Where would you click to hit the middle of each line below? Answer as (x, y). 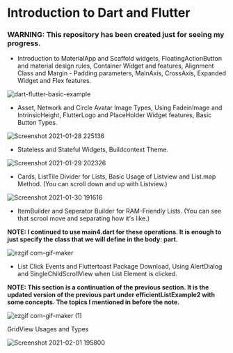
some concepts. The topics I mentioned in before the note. (94, 302)
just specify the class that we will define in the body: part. (93, 239)
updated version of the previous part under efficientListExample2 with (111, 295)
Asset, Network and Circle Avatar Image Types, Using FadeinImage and (120, 108)
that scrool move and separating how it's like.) (83, 218)
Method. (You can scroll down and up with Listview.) (93, 184)
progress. (24, 43)
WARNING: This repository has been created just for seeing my (116, 35)
